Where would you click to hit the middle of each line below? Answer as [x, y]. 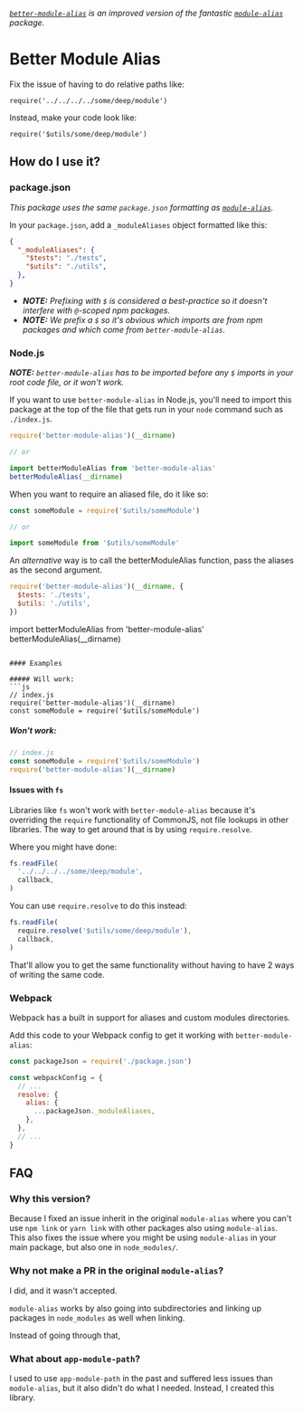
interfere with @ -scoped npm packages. [96, 310]
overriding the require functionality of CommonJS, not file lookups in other [149, 820]
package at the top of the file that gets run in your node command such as [146, 410]
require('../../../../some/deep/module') [89, 100]
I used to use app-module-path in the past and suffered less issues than [141, 1378]
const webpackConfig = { [56, 1077]
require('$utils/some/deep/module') [78, 134]
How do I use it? [55, 162]
